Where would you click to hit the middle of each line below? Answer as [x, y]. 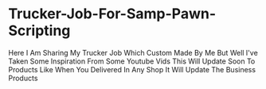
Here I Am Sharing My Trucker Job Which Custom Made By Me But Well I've [133, 52]
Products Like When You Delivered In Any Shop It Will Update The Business [132, 69]
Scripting [39, 31]
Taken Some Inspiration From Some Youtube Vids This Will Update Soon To [132, 61]
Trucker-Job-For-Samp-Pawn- [112, 14]
